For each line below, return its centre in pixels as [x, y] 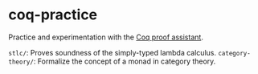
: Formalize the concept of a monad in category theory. [125, 61]
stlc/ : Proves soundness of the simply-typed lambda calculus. [113, 52]
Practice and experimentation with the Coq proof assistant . [106, 37]
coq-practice [53, 15]
